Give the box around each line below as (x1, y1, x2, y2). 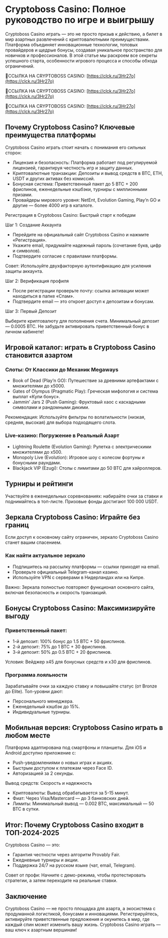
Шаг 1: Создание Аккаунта (5, 222, 62, 228)
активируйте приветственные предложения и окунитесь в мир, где (5, 916, 150, 922)
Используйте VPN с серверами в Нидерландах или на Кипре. (12, 574, 145, 580)
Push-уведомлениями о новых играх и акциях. (12, 760, 113, 766)
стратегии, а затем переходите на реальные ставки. (5, 878, 118, 884)
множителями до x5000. (12, 383, 65, 389)
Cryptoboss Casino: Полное (5, 4, 126, 15)
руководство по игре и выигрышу (5, 14, 154, 26)
